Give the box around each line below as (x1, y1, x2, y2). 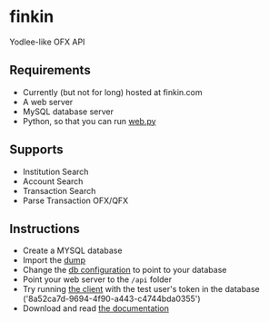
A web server (22, 96, 74, 107)
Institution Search (22, 166, 89, 177)
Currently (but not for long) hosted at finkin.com (22, 86, 203, 97)
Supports (9, 142, 64, 158)
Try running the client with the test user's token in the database (22, 284, 261, 295)
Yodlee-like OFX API (9, 36, 85, 47)
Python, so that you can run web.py (22, 115, 156, 126)
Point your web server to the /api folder (22, 274, 173, 285)
